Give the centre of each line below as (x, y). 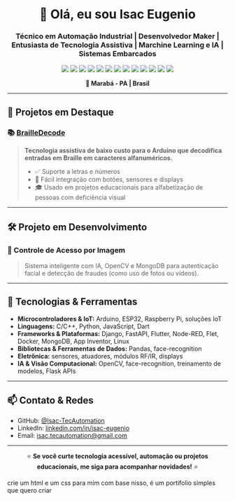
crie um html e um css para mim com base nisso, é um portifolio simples (111, 483)
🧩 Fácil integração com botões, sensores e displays (109, 180)
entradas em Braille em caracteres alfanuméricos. (98, 158)
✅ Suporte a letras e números (77, 172)
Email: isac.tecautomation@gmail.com (72, 436)
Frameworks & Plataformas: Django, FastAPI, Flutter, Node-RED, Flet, (118, 333)
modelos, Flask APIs (47, 370)
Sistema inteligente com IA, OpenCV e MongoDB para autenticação (121, 265)
